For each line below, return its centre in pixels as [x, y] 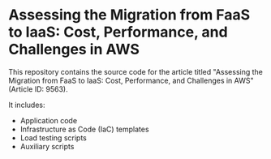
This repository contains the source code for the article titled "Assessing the [136, 71]
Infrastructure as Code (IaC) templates [84, 129]
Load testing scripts [53, 138]
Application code [49, 120]
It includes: [27, 105]
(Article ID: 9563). [39, 89]
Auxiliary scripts [47, 146]
